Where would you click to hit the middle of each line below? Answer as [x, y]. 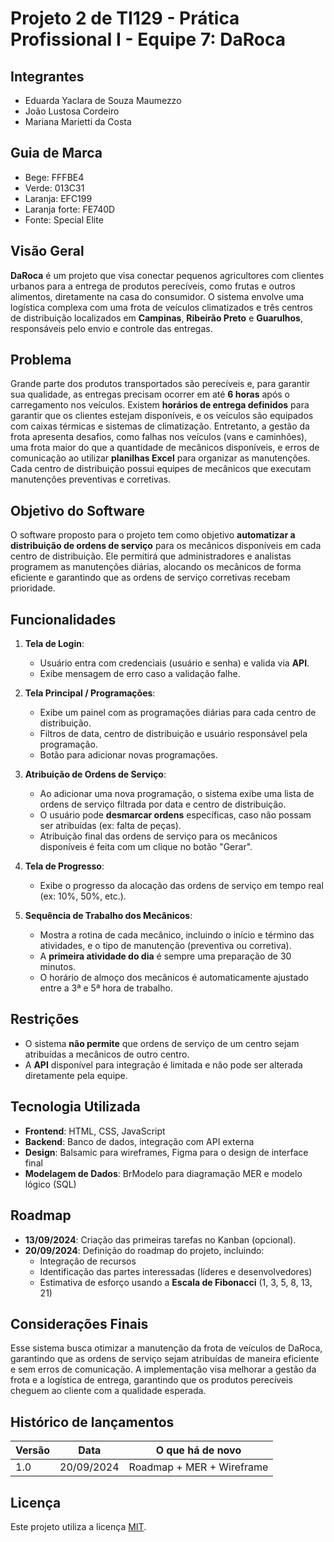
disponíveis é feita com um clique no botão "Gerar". [146, 847]
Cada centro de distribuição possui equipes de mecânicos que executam [161, 469]
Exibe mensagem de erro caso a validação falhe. [140, 674]
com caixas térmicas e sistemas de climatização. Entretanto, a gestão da [160, 426]
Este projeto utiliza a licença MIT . [78, 1526]
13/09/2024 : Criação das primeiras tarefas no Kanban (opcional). [160, 1239]
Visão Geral [47, 251]
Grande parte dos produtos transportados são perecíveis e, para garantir [160, 384]
